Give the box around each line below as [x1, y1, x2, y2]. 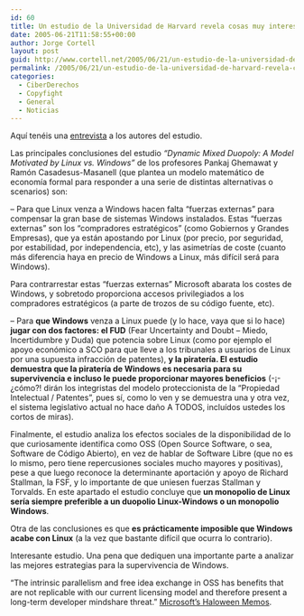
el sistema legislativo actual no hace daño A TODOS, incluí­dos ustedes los [10, 402, 286, 413]
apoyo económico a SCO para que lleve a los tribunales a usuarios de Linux [10, 344, 291, 355]
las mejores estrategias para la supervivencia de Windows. [10, 560, 229, 571]
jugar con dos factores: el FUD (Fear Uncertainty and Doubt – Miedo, [10, 325, 269, 336]
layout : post [10, 47, 60, 56]
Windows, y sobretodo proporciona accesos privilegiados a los [10, 288, 244, 299]
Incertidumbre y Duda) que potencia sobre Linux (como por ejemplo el [10, 335, 272, 346]
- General [18, 97, 55, 107]
